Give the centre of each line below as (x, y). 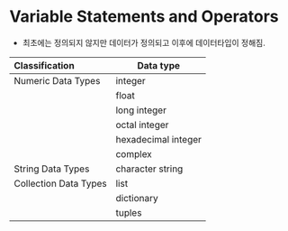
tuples (129, 212)
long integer (141, 110)
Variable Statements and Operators (144, 17)
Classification (44, 65)
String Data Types (52, 169)
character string (149, 169)
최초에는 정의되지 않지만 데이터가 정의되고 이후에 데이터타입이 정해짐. (144, 42)
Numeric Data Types (57, 80)
